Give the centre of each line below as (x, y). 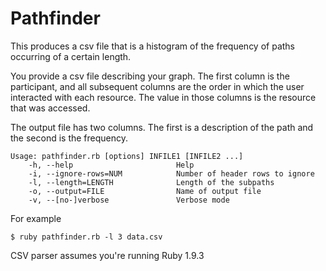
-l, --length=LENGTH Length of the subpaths (151, 182)
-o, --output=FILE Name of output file (145, 191)
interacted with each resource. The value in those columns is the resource (163, 97)
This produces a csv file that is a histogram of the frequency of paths (152, 46)
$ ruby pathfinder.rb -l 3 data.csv (86, 237)
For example (36, 218)
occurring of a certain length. (71, 56)
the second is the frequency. (69, 138)
